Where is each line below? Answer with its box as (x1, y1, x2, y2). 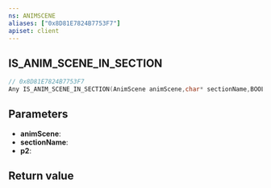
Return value (8, 170, 74, 183)
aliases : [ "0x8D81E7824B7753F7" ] (8, 19, 121, 27)
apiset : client (8, 27, 60, 35)
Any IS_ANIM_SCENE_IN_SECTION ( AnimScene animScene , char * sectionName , (8, 85, 251, 93)
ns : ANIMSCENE (8, 11, 56, 20)
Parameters (8, 108, 69, 121)
